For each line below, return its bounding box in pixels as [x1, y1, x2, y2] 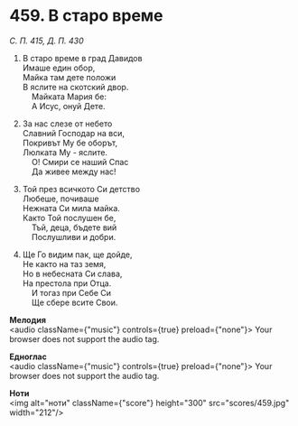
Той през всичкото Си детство [22, 183, 141, 194]
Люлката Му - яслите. [22, 146, 108, 158]
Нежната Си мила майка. [22, 202, 120, 213]
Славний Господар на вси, [22, 127, 125, 138]
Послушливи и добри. [31, 231, 116, 242]
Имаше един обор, [22, 62, 96, 73]
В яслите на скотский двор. [22, 81, 129, 92]
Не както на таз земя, [22, 258, 107, 269]
